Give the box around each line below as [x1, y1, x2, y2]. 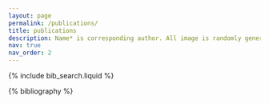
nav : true [8, 42, 42, 50]
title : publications [8, 26, 78, 34]
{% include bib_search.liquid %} [8, 71, 114, 80]
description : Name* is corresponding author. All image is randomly [8, 34, 242, 42]
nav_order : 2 [8, 49, 52, 57]
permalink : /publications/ [8, 19, 98, 27]
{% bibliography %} [8, 86, 74, 96]
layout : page [8, 11, 52, 20]
